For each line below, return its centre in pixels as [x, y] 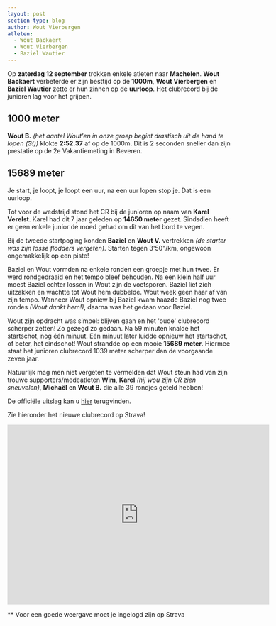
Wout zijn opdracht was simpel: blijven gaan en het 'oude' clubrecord [109, 321]
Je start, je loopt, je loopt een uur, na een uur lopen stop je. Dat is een [109, 190]
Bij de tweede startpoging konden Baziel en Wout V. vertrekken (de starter [117, 240]
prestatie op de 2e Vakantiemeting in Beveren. [75, 150]
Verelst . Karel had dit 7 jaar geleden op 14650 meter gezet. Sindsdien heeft [118, 219]
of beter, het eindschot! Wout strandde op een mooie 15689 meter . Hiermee [119, 343]
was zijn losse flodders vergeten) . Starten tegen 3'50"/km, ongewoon [109, 248]
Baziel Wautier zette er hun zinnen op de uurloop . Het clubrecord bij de [113, 89]
